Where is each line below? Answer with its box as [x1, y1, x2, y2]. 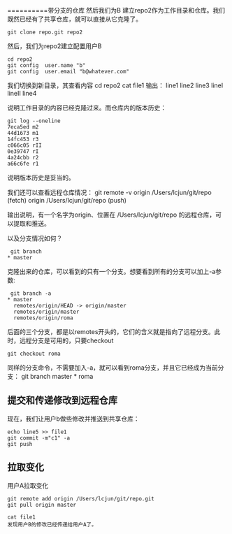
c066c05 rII [7, 142, 42, 149]
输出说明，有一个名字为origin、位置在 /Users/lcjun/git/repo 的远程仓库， [7, 210, 216, 219]
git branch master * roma [20, 373, 94, 380]
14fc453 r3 [7, 136, 39, 143]
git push [7, 440, 33, 447]
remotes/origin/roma [13, 315, 73, 322]
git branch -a [10, 290, 52, 297]
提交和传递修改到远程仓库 [7, 394, 117, 407]
